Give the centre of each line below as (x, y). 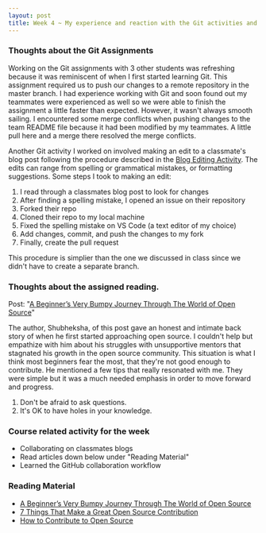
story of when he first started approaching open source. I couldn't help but (131, 336)
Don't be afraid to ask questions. (73, 403)
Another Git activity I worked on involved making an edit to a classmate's (127, 151)
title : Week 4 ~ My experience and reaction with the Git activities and (133, 23)
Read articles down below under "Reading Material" (104, 457)
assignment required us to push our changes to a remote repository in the (129, 85)
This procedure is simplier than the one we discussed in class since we (124, 257)
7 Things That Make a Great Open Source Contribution (109, 512)
